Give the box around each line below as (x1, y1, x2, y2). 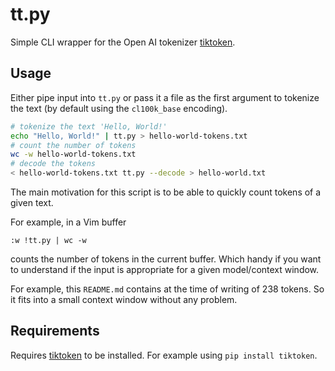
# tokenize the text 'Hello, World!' (10, 121, 168, 132)
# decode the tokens (10, 159, 97, 169)
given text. (10, 197, 54, 208)
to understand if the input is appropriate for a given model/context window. (10, 264, 320, 275)
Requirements (10, 323, 100, 340)
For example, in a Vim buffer (10, 216, 127, 228)
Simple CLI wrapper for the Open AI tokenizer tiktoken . (10, 36, 236, 48)
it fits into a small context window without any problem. (10, 294, 238, 305)
